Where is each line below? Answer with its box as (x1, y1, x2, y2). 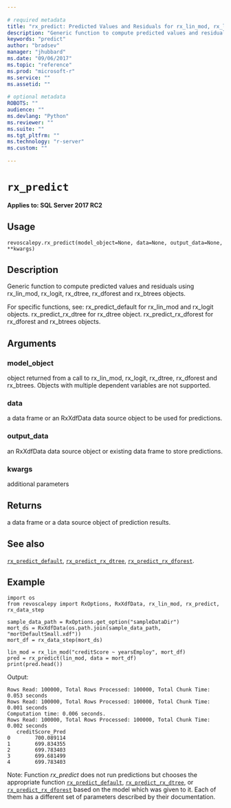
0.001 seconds (7, 705, 48, 711)
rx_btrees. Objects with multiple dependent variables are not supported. (7, 381, 211, 390)
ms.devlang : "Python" (7, 112, 69, 119)
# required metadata (7, 17, 67, 23)
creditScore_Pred (16, 729, 67, 736)
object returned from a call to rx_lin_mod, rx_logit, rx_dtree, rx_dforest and (7, 374, 218, 383)
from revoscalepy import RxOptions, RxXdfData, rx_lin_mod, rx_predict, (7, 600, 220, 607)
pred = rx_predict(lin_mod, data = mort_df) (7, 655, 137, 662)
